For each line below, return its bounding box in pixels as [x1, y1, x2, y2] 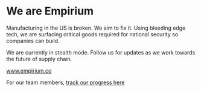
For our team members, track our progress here [6, 79, 125, 86]
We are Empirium [6, 4, 94, 18]
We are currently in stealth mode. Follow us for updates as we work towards [6, 48, 196, 56]
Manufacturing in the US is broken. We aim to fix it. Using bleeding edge [6, 24, 186, 31]
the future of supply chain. [6, 55, 72, 62]
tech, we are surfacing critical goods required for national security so [6, 30, 179, 38]
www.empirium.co [6, 67, 52, 74]
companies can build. [6, 37, 60, 44]
